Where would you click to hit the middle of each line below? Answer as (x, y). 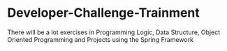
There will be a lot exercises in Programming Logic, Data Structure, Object (114, 32)
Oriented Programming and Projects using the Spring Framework (101, 39)
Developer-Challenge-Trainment (104, 13)
